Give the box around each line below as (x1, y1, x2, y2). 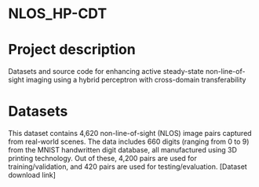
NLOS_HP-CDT (8, 5, 108, 23)
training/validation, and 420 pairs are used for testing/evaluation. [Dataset (8, 162, 247, 171)
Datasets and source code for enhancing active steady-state (8, 67, 204, 76)
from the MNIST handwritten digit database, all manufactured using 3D (8, 145, 237, 155)
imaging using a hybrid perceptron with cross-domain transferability (26, 75, 246, 85)
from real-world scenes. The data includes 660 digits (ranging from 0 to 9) (8, 137, 250, 146)
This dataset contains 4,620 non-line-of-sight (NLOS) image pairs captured (8, 129, 253, 138)
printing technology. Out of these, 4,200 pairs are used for (8, 154, 198, 163)
